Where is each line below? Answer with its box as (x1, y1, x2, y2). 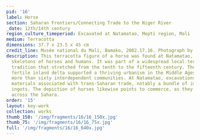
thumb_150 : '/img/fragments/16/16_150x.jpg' (6, 114, 118, 120)
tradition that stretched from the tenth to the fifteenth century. (11, 64, 185, 70)
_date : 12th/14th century (6, 25, 70, 32)
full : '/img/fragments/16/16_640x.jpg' (6, 125, 105, 131)
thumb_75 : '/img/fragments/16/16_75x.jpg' (6, 120, 113, 126)
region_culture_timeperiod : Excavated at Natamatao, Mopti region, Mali (6, 31, 190, 37)
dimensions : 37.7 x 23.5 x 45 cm (6, 42, 89, 48)
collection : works (6, 108, 52, 114)
